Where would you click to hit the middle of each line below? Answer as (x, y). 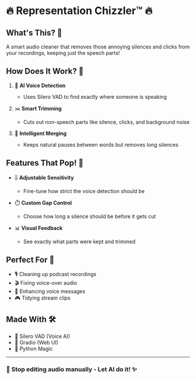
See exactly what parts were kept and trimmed (79, 242)
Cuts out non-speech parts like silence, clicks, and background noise (106, 122)
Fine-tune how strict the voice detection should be (84, 191)
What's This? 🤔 (34, 32)
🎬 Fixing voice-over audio (46, 283)
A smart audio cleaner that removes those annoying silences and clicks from (98, 47)
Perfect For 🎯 (30, 260)
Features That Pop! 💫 (45, 163)
